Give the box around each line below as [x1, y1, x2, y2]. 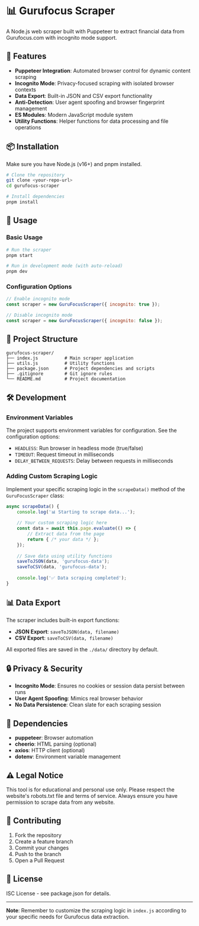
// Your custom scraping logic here [17, 520, 108, 526]
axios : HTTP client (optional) [14, 747, 85, 754]
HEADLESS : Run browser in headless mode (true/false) [14, 445, 143, 452]
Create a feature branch [14, 838, 73, 845]
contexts [14, 86, 37, 93]
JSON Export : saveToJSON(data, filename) [14, 628, 120, 635]
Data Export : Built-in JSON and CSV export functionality [14, 92, 153, 99]
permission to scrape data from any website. [6, 798, 115, 806]
